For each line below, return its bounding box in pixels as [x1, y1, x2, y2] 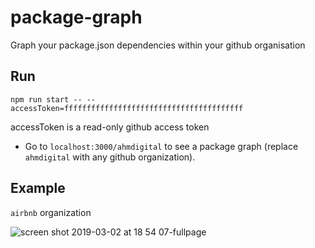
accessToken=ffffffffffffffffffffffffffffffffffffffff [10, 103, 244, 113]
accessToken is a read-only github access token [10, 121, 210, 133]
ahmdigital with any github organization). [24, 151, 196, 163]
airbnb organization [10, 206, 92, 218]
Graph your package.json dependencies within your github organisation [10, 39, 306, 51]
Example [10, 180, 66, 197]
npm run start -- [10, 94, 83, 105]
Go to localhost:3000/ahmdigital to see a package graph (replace [24, 140, 299, 152]
